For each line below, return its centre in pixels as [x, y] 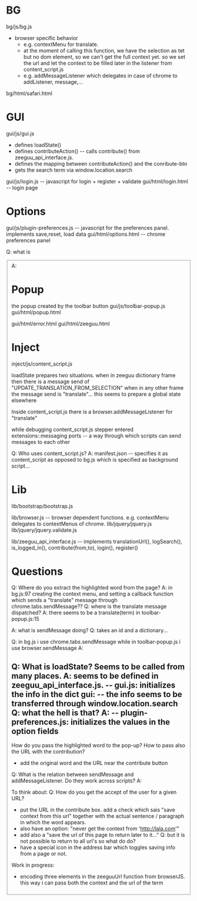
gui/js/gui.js [20, 133]
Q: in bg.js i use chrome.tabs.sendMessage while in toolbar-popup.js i [96, 642]
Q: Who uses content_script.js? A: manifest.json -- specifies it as [90, 453]
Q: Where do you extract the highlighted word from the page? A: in [92, 588]
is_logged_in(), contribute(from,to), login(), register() [75, 547]
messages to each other [41, 442]
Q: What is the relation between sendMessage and [73, 775]
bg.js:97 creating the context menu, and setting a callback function [92, 594]
